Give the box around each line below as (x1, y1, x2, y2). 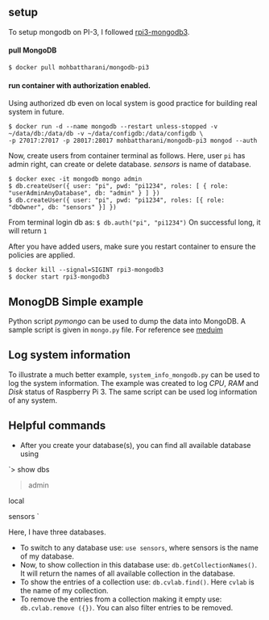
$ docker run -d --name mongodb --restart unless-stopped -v (8, 123, 218, 131)
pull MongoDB (8, 45, 57, 55)
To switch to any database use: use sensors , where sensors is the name (19, 542, 259, 552)
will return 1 (8, 226, 48, 236)
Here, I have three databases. (8, 527, 106, 537)
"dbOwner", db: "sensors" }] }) (8, 203, 117, 212)
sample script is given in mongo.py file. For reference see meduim (8, 325, 224, 335)
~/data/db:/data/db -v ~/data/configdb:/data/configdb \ (8, 130, 204, 138)
